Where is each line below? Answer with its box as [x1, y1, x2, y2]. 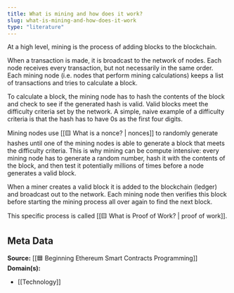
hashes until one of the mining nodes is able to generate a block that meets [7, 139, 225, 148]
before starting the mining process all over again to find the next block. [7, 198, 213, 206]
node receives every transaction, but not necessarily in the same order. [7, 64, 214, 73]
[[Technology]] [17, 278, 61, 286]
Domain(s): [7, 264, 41, 273]
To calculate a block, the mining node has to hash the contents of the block [7, 92, 225, 101]
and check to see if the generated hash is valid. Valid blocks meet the [7, 100, 209, 108]
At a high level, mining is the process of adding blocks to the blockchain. [7, 43, 217, 51]
